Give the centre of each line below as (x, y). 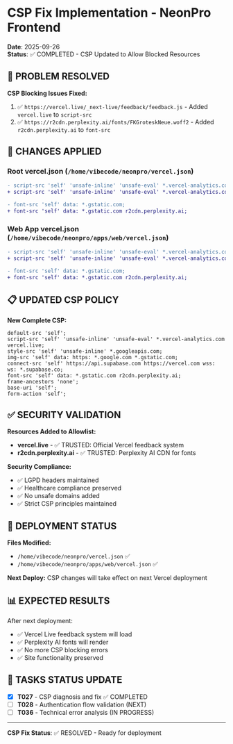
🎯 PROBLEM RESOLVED (58, 77)
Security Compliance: (39, 467)
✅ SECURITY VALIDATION (64, 415)
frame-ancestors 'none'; (43, 381)
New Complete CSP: (37, 320)
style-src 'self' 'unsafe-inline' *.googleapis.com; (85, 351)
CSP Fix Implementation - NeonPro (109, 13)
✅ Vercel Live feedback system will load (75, 634)
